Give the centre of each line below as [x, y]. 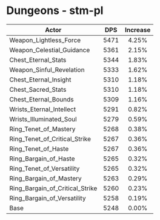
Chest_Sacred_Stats [38, 89]
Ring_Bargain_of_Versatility [48, 198]
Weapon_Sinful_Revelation [47, 69]
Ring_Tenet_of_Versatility [45, 168]
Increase [138, 30]
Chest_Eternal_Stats [38, 60]
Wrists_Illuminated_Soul [43, 119]
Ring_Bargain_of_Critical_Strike [53, 188]
